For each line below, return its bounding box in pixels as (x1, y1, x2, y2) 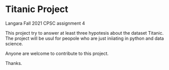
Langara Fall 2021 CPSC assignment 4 (5, 20, 85, 26)
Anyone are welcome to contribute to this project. (5, 50, 109, 56)
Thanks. (5, 60, 22, 66)
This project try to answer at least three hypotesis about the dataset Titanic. (5, 30, 164, 36)
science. (5, 40, 23, 46)
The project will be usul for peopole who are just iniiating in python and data (5, 35, 164, 41)
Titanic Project (5, 4, 69, 15)
